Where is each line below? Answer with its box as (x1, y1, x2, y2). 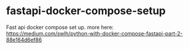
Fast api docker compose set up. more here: (6, 24, 114, 31)
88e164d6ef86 (6, 36, 43, 43)
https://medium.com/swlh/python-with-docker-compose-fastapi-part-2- (6, 30, 183, 37)
